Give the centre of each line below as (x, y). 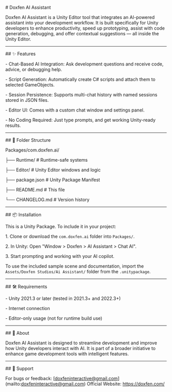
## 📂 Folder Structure (28, 140)
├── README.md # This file (35, 190)
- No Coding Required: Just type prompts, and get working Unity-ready (81, 120)
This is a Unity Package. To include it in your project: (61, 226)
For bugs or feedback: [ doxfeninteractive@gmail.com (62, 378)
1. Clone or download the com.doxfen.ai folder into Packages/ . (70, 236)
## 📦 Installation (24, 215)
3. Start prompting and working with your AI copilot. (60, 256)
